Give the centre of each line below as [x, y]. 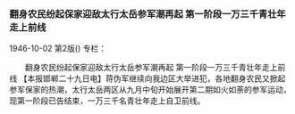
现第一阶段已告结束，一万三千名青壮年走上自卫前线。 [107, 101]
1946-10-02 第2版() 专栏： [58, 49]
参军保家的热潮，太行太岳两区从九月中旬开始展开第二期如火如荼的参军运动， [150, 90]
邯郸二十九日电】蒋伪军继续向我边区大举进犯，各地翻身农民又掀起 [164, 78]
